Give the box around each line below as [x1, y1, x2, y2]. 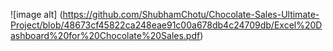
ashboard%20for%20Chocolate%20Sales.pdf [10, 30, 201, 41]
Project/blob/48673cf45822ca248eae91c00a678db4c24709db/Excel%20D [10, 19, 323, 31]
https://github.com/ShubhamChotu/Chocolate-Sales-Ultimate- [62, 9, 320, 20]
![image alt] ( [10, 9, 63, 20]
